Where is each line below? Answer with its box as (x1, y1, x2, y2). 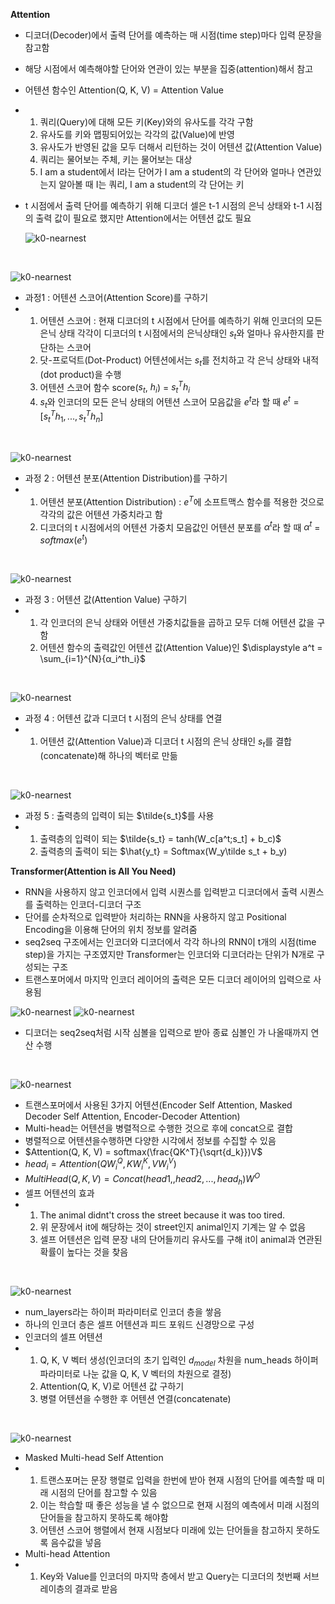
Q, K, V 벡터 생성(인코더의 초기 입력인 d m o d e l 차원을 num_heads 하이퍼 (39, 1354, 319, 1368)
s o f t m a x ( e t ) (39, 532, 88, 546)
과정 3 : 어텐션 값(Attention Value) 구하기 (24, 593, 188, 605)
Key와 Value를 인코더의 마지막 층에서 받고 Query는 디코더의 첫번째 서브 (39, 1570, 320, 1583)
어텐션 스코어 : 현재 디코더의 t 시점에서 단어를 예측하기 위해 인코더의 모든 (39, 315, 323, 326)
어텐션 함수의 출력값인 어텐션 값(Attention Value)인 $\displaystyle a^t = (39, 641, 323, 653)
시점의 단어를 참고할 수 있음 (50, 1487, 158, 1499)
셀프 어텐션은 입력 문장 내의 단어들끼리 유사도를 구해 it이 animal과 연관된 (39, 1233, 323, 1245)
